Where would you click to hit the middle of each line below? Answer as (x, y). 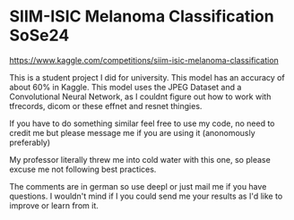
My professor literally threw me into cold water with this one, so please (140, 159)
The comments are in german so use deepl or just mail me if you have (138, 186)
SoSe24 (39, 35)
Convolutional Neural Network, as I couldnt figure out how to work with (140, 97)
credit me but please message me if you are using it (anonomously (132, 132)
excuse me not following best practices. (83, 169)
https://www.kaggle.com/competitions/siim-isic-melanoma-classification (144, 60)
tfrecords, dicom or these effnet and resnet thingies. (106, 106)
